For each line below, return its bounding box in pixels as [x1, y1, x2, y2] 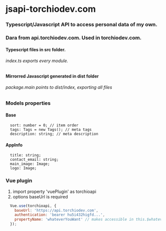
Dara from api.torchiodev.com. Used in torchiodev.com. [5, 35, 142, 41]
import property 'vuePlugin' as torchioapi [12, 189, 97, 194]
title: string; [10, 153, 41, 158]
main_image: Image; [10, 161, 50, 166]
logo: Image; [10, 166, 37, 171]
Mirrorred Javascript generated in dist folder [5, 73, 99, 79]
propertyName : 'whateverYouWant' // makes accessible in [14, 217, 134, 222]
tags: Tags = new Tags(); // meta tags [10, 127, 92, 132]
